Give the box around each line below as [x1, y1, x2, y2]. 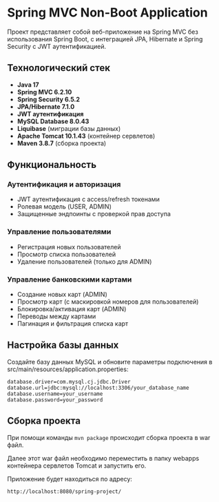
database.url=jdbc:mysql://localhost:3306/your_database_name [7, 384, 189, 391]
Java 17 [17, 81, 39, 89]
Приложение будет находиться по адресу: [7, 474, 133, 483]
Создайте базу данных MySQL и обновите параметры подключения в [7, 357, 213, 366]
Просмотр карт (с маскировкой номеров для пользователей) [17, 297, 199, 306]
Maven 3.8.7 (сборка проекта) [17, 139, 107, 147]
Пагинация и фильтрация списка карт [17, 320, 129, 328]
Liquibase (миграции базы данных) [17, 124, 121, 132]
